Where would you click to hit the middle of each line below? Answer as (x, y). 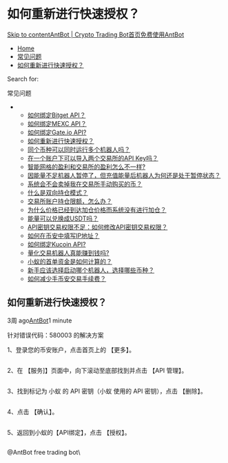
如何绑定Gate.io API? (57, 132)
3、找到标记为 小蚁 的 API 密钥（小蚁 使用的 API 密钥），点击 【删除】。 (107, 391)
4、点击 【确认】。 (33, 411)
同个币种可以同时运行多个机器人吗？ (79, 150)
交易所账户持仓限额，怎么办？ (70, 201)
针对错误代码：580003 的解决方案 (56, 335)
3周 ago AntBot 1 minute (40, 320)
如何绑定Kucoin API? (56, 244)
